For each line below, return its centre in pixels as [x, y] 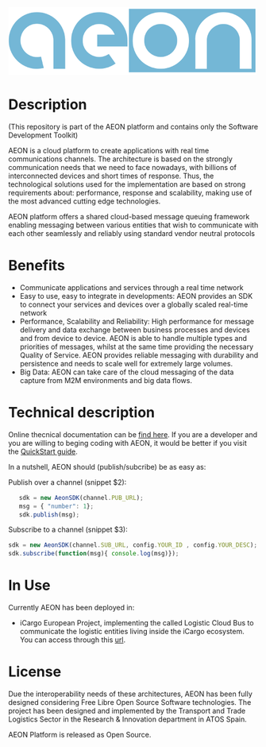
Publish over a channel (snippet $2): [67, 482]
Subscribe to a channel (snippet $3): [68, 530]
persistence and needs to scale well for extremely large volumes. [126, 363]
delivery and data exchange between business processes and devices [135, 330]
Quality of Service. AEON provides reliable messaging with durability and [139, 355]
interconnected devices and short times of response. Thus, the [111, 176]
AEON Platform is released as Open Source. [80, 735]
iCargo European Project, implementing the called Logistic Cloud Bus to [137, 623]
